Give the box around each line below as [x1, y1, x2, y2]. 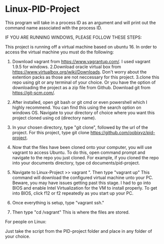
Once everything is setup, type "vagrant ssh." [12, 199, 104, 205]
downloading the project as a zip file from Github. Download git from [12, 84, 151, 90]
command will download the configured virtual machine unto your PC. [12, 174, 153, 180]
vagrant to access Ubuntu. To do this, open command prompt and [12, 149, 145, 155]
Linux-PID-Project [5, 3, 80, 15]
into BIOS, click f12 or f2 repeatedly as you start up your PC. [12, 190, 134, 196]
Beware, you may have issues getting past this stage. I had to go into [12, 180, 151, 186]
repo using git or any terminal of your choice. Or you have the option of [12, 79, 156, 85]
